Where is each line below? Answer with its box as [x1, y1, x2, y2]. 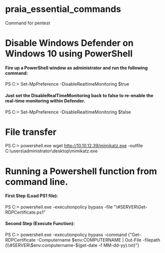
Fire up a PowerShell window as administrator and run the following [5, 65, 148, 71]
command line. [5, 176, 68, 187]
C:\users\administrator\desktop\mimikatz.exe [5, 148, 98, 154]
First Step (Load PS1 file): [5, 193, 58, 199]
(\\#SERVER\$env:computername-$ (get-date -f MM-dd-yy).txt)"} [5, 243, 140, 249]
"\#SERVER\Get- [114, 204, 148, 210]
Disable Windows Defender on [5, 37, 134, 49]
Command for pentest [5, 20, 50, 26]
